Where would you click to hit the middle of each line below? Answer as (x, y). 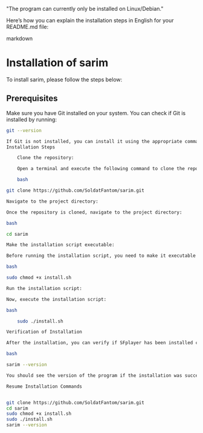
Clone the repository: (46, 158)
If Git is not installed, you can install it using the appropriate (94, 141)
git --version (24, 130)
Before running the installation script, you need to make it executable (101, 256)
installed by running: (32, 119)
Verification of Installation (44, 332)
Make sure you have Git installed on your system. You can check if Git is (96, 113)
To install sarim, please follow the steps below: (64, 79)
